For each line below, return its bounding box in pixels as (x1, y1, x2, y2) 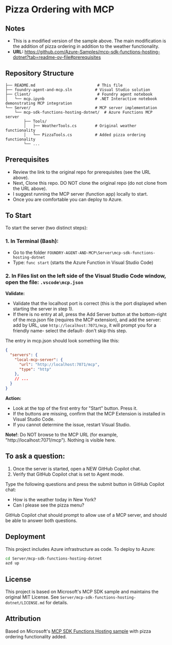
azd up (5, 561, 20, 566)
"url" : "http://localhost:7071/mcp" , (18, 362, 100, 367)
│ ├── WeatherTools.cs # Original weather (24, 123, 137, 128)
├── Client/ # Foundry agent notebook (5, 92, 153, 97)
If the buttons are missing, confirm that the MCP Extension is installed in (12, 410, 166, 416)
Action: (5, 395, 22, 401)
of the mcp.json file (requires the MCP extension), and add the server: (12, 317, 161, 323)
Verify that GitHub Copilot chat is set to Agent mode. (12, 471, 124, 477)
